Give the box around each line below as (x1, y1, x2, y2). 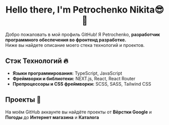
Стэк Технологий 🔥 (5, 57, 69, 66)
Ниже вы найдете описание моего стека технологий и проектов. (5, 42, 145, 48)
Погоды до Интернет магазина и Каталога (5, 114, 99, 120)
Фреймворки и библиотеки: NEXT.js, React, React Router (12, 75, 136, 82)
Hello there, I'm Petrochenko (6, 4, 128, 16)
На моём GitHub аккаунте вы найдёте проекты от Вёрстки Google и (5, 109, 152, 115)
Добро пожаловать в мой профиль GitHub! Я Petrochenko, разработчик (5, 31, 160, 37)
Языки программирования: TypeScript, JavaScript (12, 70, 123, 76)
